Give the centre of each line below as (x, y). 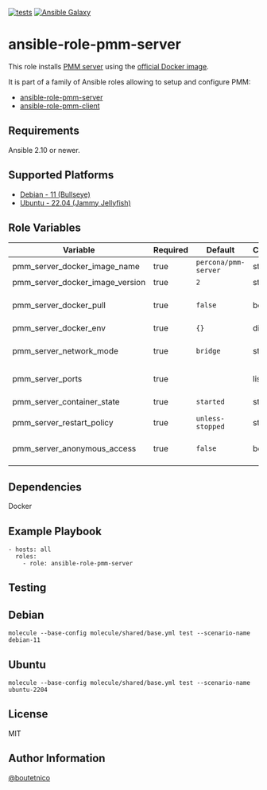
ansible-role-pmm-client (60, 106)
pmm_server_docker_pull (59, 305)
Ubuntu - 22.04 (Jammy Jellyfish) (75, 202)
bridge (208, 351)
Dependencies (45, 487)
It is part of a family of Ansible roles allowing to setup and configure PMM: (130, 82)
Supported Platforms (61, 175)
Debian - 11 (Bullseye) (55, 194)
